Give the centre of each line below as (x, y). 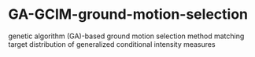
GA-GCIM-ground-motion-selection (128, 14)
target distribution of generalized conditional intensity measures (112, 44)
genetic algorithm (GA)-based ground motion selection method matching (126, 36)
